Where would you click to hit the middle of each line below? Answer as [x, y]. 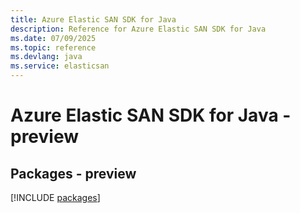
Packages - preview [73, 173]
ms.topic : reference [53, 47]
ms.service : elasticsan [60, 66]
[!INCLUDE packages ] [55, 197]
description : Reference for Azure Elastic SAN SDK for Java [138, 29]
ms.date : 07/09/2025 [53, 38]
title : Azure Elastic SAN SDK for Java [93, 19]
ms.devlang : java [46, 57]
